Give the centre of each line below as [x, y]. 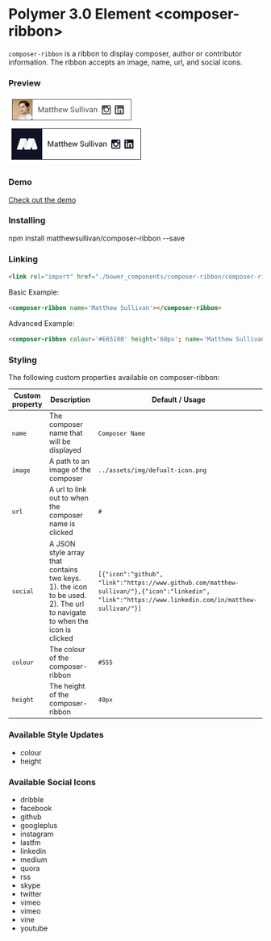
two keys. [65, 578]
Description [70, 399]
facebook [36, 809]
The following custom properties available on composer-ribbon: [114, 378]
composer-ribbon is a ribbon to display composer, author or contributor [125, 53]
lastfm [31, 843]
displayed [66, 450]
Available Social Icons [52, 782]
